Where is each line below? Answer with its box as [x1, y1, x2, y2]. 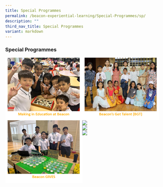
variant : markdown [5, 29, 43, 34]
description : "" [5, 18, 39, 23]
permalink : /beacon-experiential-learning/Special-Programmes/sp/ [5, 13, 146, 18]
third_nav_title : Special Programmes [5, 24, 84, 29]
